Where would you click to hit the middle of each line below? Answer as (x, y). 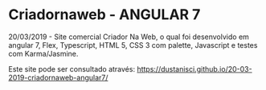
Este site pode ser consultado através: (72, 68)
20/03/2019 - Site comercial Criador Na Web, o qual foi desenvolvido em (129, 37)
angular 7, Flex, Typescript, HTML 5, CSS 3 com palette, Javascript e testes (133, 45)
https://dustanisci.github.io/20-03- (194, 68)
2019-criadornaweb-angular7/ (58, 77)
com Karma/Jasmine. (43, 53)
